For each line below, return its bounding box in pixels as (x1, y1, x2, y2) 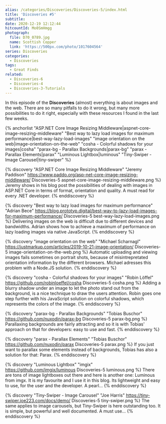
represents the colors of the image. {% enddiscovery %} (5, 301, 120, 307)
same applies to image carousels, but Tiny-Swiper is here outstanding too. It (5, 403, 161, 409)
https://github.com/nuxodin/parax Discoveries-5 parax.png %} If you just (5, 341, 155, 347)
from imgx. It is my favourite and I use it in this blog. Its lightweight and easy (5, 377, 161, 383)
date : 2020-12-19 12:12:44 (5, 21, 61, 26)
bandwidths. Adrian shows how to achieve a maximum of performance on (5, 223, 156, 229)
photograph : (5, 30, 30, 35)
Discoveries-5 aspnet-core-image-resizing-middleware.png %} (31, 177, 162, 183)
